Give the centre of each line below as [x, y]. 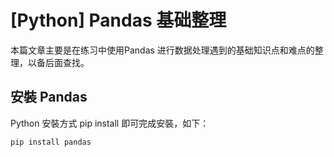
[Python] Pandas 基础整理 [118, 20]
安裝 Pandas [49, 97]
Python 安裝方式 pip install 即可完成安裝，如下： [110, 123]
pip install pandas [51, 142]
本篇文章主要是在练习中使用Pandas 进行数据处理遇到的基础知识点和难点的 [162, 50]
